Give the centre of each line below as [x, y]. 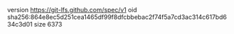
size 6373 [48, 24]
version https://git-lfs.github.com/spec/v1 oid [72, 10]
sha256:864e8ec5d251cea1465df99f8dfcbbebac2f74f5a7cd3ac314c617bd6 [117, 17]
